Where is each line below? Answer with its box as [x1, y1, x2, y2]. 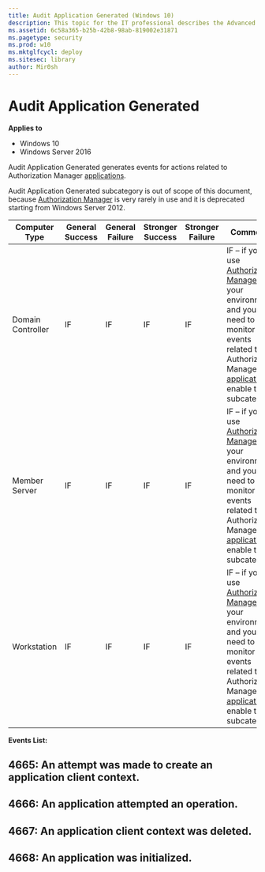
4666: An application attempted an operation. [8, 798, 238, 811]
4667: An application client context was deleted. [8, 824, 252, 838]
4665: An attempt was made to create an [8, 758, 213, 772]
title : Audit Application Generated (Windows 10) [8, 11, 175, 20]
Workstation [12, 641, 58, 652]
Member [12, 475, 43, 486]
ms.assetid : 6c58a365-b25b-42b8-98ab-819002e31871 [8, 26, 178, 34]
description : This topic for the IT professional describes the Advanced [8, 19, 256, 27]
